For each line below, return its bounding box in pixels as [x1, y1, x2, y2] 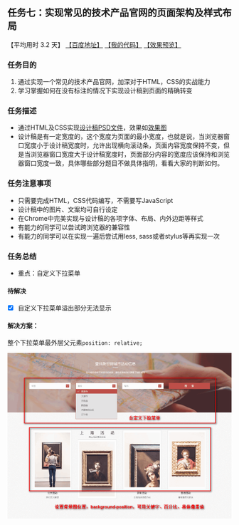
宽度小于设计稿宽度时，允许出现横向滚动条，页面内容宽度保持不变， [23, 141, 224, 150]
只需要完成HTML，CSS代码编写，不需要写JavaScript [17, 196, 174, 204]
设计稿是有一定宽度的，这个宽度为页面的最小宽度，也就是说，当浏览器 [17, 132, 224, 141]
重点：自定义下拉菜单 [17, 269, 80, 277]
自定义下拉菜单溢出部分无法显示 [17, 303, 112, 312]
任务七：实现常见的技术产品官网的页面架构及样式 [7, 6, 223, 19]
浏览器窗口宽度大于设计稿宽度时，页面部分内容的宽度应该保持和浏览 [30, 150, 230, 159]
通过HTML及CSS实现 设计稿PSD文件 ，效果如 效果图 [17, 123, 167, 132]
